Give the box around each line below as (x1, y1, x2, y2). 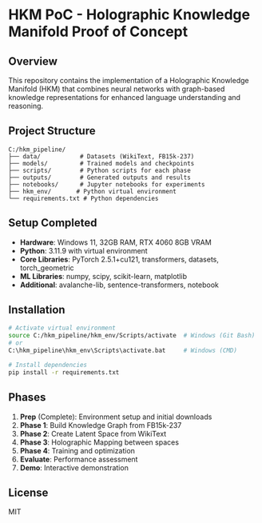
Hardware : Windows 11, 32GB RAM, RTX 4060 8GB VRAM (19, 238, 212, 247)
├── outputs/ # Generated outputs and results (8, 174, 192, 182)
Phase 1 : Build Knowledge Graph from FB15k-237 (19, 420, 182, 429)
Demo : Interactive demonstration (19, 462, 129, 473)
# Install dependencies (8, 361, 88, 369)
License (8, 485, 49, 499)
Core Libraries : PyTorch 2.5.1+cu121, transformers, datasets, (19, 254, 220, 264)
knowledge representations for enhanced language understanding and (8, 93, 241, 102)
